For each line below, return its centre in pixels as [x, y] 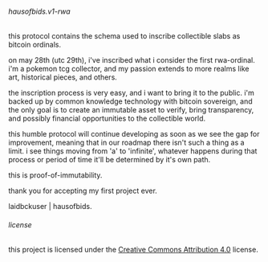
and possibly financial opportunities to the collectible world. [107, 119]
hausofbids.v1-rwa [39, 11]
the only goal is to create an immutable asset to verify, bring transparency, [131, 110]
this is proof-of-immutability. [55, 175]
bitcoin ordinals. [35, 45]
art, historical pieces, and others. [63, 77]
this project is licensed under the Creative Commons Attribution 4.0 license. [133, 250]
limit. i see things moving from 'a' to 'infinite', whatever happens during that [133, 151]
